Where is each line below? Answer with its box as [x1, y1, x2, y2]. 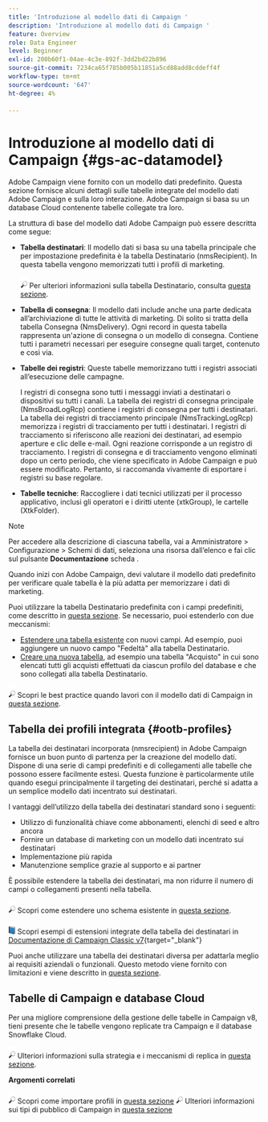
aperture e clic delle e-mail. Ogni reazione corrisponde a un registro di [19, 439, 253, 448]
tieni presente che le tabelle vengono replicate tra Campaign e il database [8, 1021, 253, 1030]
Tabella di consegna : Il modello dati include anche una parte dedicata [19, 305, 252, 315]
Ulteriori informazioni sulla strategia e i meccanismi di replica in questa [17, 1050, 251, 1060]
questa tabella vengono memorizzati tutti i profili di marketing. [19, 260, 225, 270]
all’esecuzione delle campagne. [19, 372, 124, 382]
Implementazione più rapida [19, 852, 112, 861]
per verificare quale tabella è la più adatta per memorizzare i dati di [8, 578, 230, 588]
